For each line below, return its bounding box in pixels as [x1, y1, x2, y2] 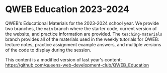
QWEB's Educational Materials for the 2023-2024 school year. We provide [5, 20, 159, 26]
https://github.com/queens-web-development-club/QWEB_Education [5, 62, 149, 68]
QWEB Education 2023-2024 [5, 4, 129, 15]
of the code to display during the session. [5, 47, 92, 53]
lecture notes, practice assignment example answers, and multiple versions [5, 41, 161, 47]
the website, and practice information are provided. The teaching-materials [5, 31, 162, 37]
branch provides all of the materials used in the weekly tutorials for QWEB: [5, 36, 159, 42]
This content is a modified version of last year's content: [5, 56, 122, 62]
